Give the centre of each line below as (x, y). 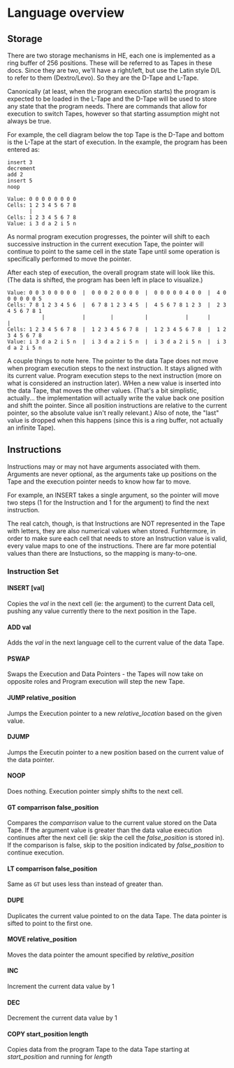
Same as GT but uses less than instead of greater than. (85, 884)
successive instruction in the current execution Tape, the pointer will (105, 244)
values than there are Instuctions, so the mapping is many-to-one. (102, 553)
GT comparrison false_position (53, 807)
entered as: (24, 149)
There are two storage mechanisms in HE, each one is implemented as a (111, 55)
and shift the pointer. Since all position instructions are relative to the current (117, 405)
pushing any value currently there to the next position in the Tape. (102, 611)
